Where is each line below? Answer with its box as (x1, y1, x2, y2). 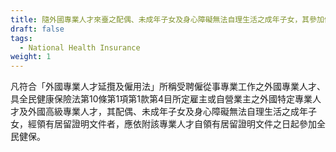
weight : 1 (10, 52, 52, 62)
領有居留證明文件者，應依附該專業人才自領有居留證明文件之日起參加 (36, 118, 317, 130)
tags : (10, 33, 33, 43)
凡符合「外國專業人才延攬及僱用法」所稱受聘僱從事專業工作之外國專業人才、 (10, 81, 326, 93)
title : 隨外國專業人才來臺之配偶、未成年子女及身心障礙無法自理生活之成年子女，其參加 (10, 14, 325, 25)
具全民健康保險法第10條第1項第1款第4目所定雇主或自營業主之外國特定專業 (10, 93, 313, 105)
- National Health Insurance (19, 42, 141, 53)
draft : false (10, 24, 65, 34)
